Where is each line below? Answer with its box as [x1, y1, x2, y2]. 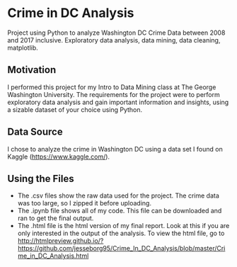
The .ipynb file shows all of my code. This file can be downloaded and [17, 207, 222, 215]
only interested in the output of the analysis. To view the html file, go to [17, 229, 225, 238]
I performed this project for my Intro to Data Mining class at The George [7, 83, 216, 91]
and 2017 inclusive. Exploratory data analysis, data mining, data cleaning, [7, 35, 221, 44]
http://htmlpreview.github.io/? [17, 237, 104, 245]
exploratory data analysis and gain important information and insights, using [7, 98, 229, 106]
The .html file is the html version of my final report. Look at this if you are [17, 222, 230, 230]
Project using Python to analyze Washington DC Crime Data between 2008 [7, 28, 226, 37]
